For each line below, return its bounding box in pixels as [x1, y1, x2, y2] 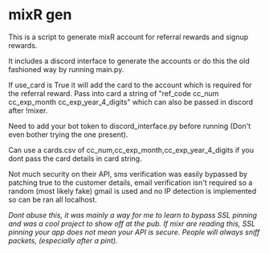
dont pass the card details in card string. [8, 154, 142, 163]
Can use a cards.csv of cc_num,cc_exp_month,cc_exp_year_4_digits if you [8, 145, 255, 155]
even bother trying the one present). [8, 130, 128, 139]
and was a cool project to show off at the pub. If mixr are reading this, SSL [8, 219, 255, 228]
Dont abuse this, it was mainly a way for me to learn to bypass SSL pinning [8, 210, 258, 219]
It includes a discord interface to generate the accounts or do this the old [8, 56, 251, 66]
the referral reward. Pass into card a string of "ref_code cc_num [8, 88, 219, 98]
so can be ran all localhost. [8, 195, 98, 204]
